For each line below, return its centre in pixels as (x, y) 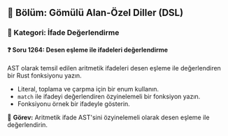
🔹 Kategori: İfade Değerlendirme (63, 33)
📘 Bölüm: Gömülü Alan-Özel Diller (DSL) (95, 13)
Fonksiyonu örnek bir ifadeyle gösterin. (74, 104)
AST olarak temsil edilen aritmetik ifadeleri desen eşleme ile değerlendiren (114, 68)
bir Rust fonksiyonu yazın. (44, 75)
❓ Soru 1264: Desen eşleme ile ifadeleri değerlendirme (88, 50)
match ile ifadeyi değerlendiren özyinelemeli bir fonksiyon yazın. (109, 96)
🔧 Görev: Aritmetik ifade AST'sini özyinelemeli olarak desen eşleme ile (108, 117)
